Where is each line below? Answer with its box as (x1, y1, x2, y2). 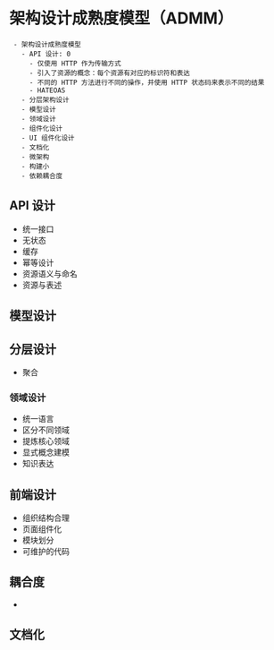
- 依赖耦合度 (21, 171, 63, 180)
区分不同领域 (21, 424, 70, 435)
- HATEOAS (29, 86, 66, 95)
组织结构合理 (21, 512, 70, 524)
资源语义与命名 (21, 268, 78, 278)
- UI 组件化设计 (21, 133, 75, 142)
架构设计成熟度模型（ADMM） (9, 8, 234, 29)
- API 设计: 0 (21, 49, 71, 58)
